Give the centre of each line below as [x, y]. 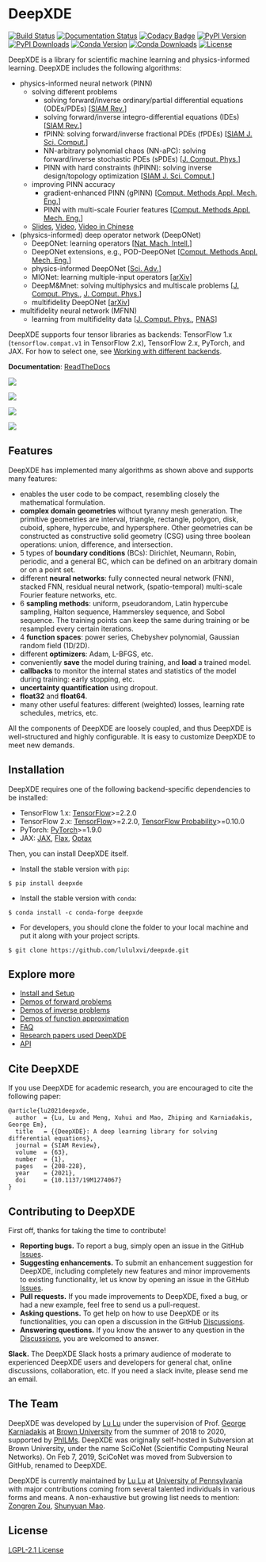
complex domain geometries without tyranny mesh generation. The [131, 510]
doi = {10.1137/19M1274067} [69, 1180]
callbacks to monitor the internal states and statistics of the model [128, 670]
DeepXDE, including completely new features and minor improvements [135, 1271]
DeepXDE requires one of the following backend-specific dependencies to [129, 789]
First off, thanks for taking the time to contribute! [87, 1230]
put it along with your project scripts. [80, 935]
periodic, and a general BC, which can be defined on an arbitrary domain [139, 561]
